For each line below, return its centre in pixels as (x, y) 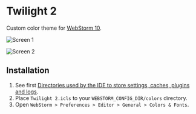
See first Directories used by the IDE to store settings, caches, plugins (102, 85)
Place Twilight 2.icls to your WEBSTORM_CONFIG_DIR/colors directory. (101, 98)
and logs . (27, 92)
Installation (28, 71)
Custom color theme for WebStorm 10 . (54, 28)
